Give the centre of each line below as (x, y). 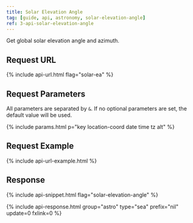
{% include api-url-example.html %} (52, 161)
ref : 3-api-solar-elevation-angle (50, 23)
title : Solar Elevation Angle (45, 12)
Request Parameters (46, 94)
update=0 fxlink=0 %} (34, 213)
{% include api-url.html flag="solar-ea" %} (60, 75)
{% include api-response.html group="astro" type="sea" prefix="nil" (93, 207)
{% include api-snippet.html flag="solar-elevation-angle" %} (82, 195)
